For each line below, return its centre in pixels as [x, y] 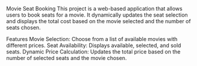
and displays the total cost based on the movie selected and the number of [99, 21]
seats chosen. [23, 27]
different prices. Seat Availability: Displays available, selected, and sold [94, 45]
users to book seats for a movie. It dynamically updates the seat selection [97, 15]
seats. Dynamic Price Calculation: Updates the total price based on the [93, 52]
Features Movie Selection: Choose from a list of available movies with [92, 39]
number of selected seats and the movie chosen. [66, 58]
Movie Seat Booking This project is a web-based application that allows [94, 9]
